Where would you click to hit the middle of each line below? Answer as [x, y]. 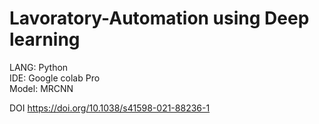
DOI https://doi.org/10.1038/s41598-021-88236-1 [110, 108]
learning [45, 39]
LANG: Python [39, 67]
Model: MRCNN [41, 88]
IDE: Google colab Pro [55, 78]
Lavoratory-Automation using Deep [159, 18]
